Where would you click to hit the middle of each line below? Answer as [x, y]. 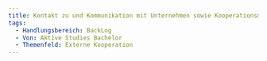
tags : [17, 23]
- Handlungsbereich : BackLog [64, 30]
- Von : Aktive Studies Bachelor [69, 38]
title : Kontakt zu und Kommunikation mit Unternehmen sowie [110, 15]
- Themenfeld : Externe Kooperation [74, 45]
